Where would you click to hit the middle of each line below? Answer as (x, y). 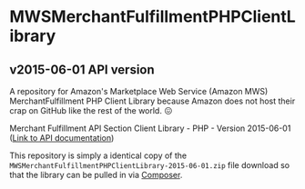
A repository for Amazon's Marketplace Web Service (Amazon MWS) (139, 91)
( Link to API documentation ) (62, 138)
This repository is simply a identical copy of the (98, 155)
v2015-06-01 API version (82, 70)
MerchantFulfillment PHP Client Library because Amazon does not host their (152, 101)
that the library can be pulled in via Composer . (96, 175)
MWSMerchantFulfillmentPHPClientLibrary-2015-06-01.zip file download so (149, 165)
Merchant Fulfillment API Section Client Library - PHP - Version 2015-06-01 (150, 128)
